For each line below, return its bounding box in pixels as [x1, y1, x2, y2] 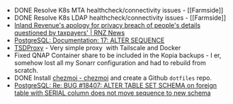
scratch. [13, 67, 39, 74]
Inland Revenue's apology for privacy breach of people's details [13, 21, 200, 29]
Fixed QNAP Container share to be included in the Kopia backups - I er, [13, 51, 222, 59]
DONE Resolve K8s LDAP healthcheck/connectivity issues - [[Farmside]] [13, 13, 227, 22]
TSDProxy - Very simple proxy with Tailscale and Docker [13, 44, 181, 52]
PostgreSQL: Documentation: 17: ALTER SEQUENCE [13, 36, 165, 45]
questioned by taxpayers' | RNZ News [13, 28, 125, 37]
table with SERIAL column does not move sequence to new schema [13, 88, 211, 97]
